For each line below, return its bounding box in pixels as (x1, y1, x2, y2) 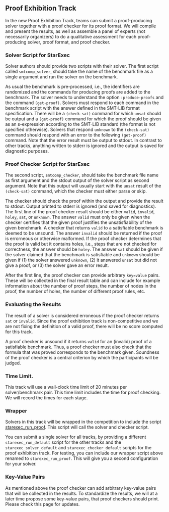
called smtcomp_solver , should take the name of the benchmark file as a (5, 68, 153, 75)
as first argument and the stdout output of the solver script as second (5, 177, 149, 183)
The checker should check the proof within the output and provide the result (5, 198, 163, 204)
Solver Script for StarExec (5, 52, 70, 59)
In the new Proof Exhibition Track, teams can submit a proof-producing (5, 17, 152, 23)
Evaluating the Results (5, 301, 61, 308)
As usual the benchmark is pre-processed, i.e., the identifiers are (5, 83, 140, 90)
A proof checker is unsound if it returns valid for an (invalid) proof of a (5, 338, 152, 344)
